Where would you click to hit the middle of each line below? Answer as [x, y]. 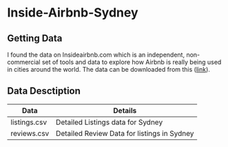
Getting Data [35, 38]
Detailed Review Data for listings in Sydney [125, 133]
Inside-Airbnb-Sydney [73, 13]
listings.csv [29, 122]
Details [125, 110]
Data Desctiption [44, 91]
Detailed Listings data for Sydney [110, 122]
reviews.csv [30, 133]
